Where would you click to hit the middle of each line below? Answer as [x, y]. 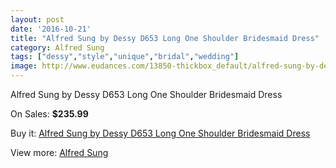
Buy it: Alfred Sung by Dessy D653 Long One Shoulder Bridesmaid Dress [160, 133]
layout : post [37, 19]
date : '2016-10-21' [51, 29]
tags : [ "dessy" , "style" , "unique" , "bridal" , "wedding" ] [125, 57]
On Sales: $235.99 [49, 114]
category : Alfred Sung [57, 47]
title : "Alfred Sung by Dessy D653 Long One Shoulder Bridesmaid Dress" [165, 38]
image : [24, 66]
